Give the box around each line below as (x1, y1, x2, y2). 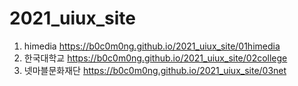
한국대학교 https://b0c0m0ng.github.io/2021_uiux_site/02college (23, 52, 288, 64)
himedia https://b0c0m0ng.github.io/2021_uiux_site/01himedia (23, 40, 281, 52)
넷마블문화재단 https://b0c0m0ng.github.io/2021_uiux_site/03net (23, 64, 287, 76)
